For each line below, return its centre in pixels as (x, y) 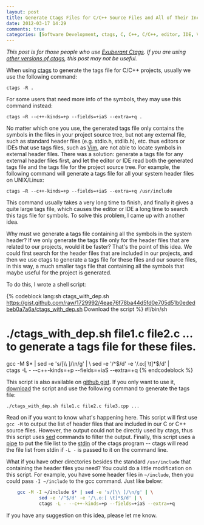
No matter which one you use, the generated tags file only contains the (95, 128)
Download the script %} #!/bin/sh (126, 309)
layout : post (23, 12)
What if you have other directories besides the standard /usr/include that (99, 462)
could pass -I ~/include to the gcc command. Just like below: (84, 481)
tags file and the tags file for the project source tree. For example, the (93, 167)
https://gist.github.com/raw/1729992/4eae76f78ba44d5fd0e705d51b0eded (101, 303)
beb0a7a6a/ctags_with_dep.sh (45, 309)
